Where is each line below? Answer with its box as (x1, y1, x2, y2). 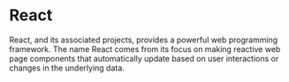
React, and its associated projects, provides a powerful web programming (9, 34, 278, 45)
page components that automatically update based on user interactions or (9, 53, 279, 63)
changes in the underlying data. (9, 63, 125, 73)
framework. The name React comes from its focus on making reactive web (9, 43, 281, 54)
